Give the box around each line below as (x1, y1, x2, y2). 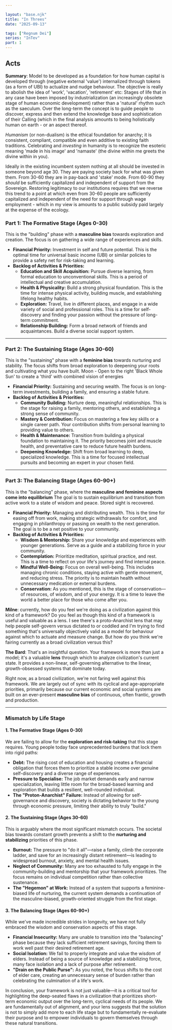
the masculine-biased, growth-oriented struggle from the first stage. (12, 896, 157, 902)
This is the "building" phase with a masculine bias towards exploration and (5, 231, 164, 237)
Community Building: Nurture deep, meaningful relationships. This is (20, 400, 167, 406)
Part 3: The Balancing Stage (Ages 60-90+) (5, 477, 116, 484)
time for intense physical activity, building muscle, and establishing (20, 290, 162, 296)
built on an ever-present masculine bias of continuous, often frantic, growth (5, 691, 166, 697)
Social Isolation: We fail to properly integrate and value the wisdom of (12, 950, 161, 957)
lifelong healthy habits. (20, 295, 69, 302)
